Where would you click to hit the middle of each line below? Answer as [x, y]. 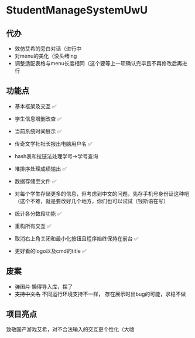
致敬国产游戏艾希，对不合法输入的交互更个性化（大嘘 [70, 329]
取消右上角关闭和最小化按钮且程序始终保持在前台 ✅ [76, 238]
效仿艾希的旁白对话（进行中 [48, 48]
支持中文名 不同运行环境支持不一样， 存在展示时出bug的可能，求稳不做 [100, 294]
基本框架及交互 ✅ [35, 106]
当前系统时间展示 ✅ [38, 131]
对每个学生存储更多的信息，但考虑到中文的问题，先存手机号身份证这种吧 [102, 193]
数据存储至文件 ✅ [35, 181]
